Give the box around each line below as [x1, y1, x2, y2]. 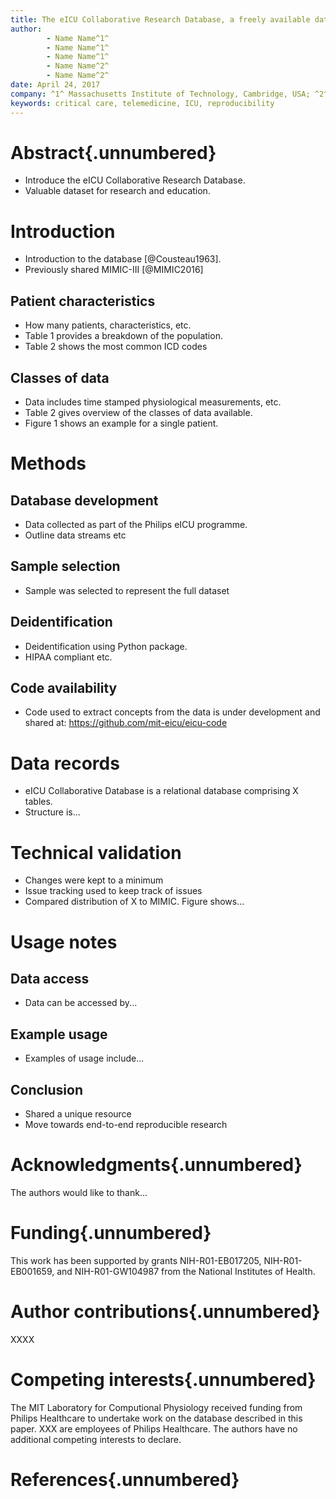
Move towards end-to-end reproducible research [24, 1118, 228, 1130]
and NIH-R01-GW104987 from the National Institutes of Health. [56, 1265, 316, 1277]
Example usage [10, 1026, 108, 1043]
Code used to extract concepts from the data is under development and [24, 706, 321, 718]
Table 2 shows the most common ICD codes [24, 341, 208, 353]
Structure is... [24, 806, 81, 818]
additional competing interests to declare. [10, 1433, 182, 1445]
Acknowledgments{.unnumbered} [10, 1154, 303, 1176]
